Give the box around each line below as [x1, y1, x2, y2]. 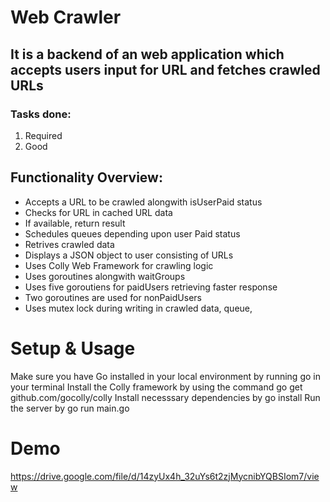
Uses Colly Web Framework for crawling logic [24, 259, 214, 271]
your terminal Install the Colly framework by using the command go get [10, 381, 303, 393]
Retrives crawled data [24, 238, 115, 250]
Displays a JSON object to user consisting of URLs [24, 249, 234, 261]
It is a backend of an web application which [10, 46, 285, 63]
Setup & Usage [10, 337, 136, 360]
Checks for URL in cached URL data [24, 206, 173, 218]
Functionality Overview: [10, 169, 163, 186]
